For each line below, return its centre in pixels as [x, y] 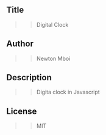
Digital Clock [52, 24]
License [22, 111]
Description [29, 78]
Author [20, 44]
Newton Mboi [53, 58]
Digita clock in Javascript [68, 92]
